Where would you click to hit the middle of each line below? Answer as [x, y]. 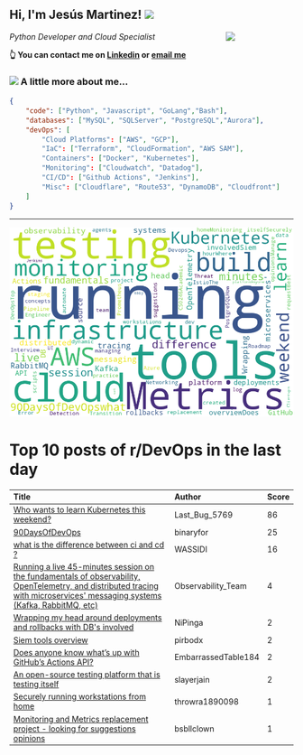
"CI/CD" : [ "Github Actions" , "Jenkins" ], [121, 178]
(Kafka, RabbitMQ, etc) [55, 605]
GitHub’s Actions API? [54, 662]
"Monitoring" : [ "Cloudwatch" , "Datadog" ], [123, 168]
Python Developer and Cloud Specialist [83, 36]
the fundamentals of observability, [77, 576]
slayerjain [192, 679]
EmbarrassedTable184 [217, 657]
